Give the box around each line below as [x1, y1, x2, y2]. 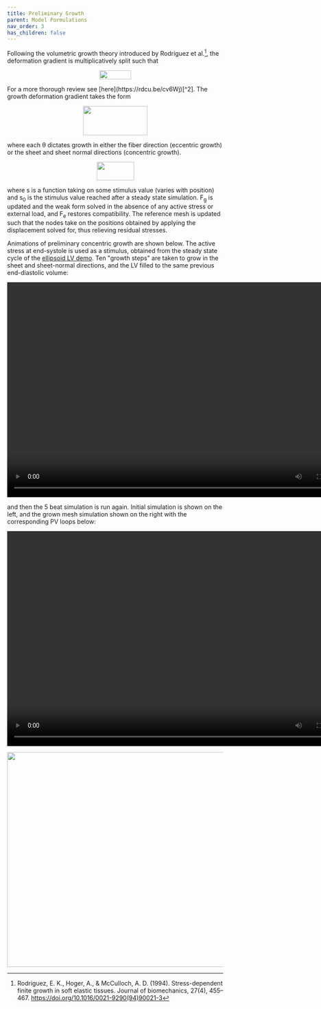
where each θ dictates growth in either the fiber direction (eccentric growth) [7, 140, 223, 149]
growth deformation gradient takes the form [7, 92, 131, 100]
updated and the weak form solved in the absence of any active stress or [7, 202, 214, 210]
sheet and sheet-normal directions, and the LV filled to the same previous [7, 261, 215, 269]
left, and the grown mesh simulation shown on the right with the [7, 510, 187, 518]
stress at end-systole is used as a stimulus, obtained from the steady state [7, 246, 218, 254]
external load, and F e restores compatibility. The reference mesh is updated [7, 209, 221, 219]
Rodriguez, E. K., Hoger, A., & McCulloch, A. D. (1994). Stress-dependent [16, 979, 223, 987]
